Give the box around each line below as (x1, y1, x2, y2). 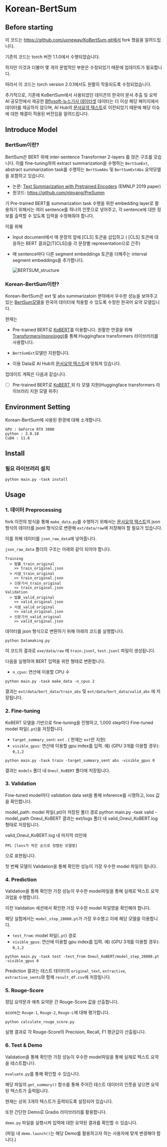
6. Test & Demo (5, 1042, 42, 1049)
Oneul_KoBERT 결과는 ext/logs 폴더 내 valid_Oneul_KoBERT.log (30, 815, 158, 821)
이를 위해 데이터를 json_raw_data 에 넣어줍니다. (5, 535, 97, 541)
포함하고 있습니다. (10, 172, 45, 178)
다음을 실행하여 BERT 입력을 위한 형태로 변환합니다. (5, 658, 106, 664)
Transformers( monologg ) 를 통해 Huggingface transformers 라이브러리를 (12, 333, 159, 339)
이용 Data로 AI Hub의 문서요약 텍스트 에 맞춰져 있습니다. (12, 360, 121, 366)
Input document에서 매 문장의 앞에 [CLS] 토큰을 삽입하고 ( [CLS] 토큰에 (12, 234, 154, 240)
